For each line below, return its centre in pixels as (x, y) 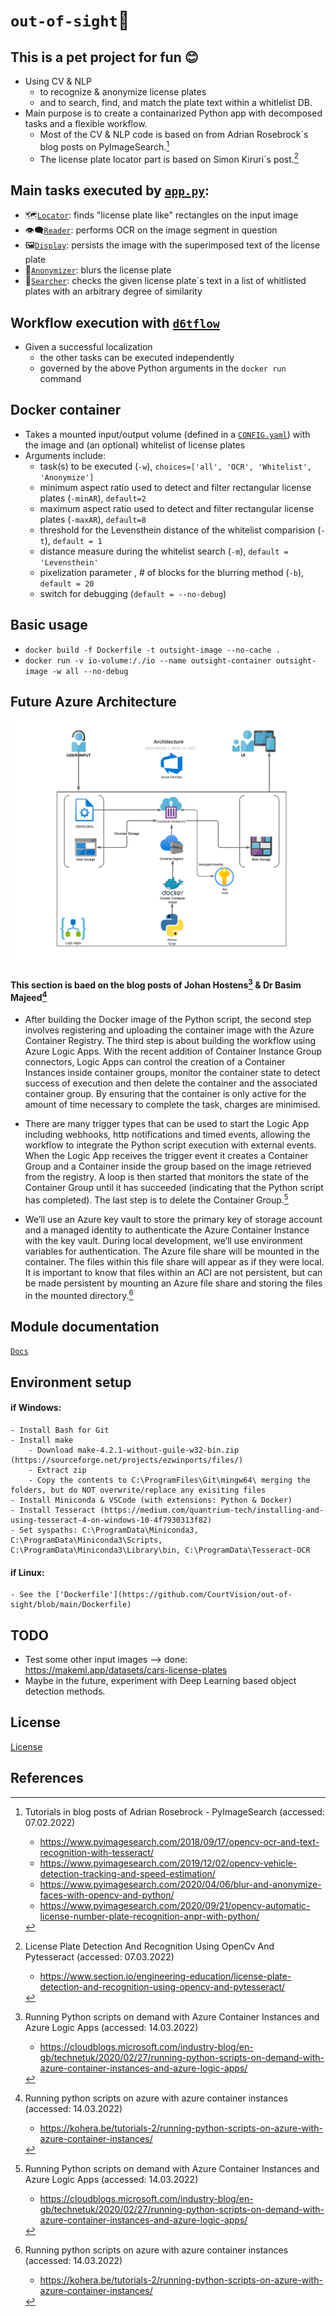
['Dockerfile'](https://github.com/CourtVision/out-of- (173, 1595)
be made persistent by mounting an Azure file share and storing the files (173, 1283)
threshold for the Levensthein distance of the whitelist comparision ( (180, 530)
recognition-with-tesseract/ (96, 1852)
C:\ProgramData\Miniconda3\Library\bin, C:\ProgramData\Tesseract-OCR (160, 1550)
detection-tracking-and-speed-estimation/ (127, 1873)
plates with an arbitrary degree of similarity (113, 291)
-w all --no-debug (90, 671)
